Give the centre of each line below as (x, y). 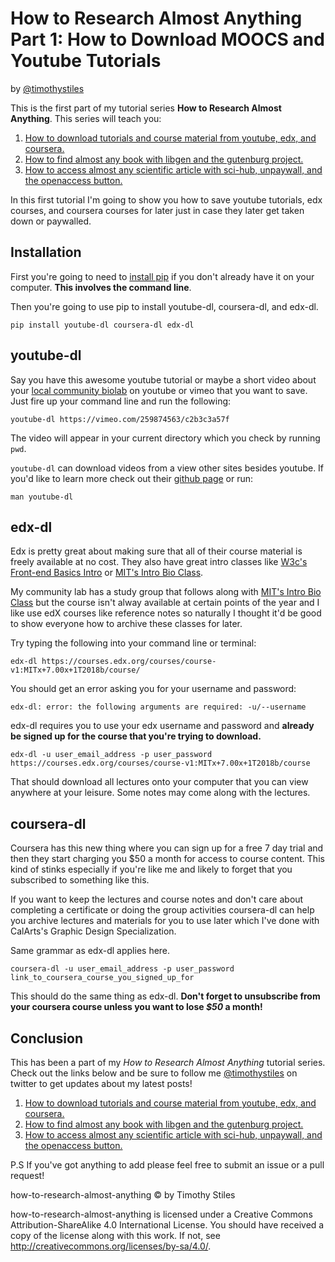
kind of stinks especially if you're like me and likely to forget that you (151, 869)
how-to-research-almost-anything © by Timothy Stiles (123, 1195)
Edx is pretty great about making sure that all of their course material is (156, 551)
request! (27, 1175)
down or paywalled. (51, 221)
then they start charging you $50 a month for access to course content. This (167, 859)
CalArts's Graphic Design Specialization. (93, 931)
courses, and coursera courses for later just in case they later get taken (157, 210)
